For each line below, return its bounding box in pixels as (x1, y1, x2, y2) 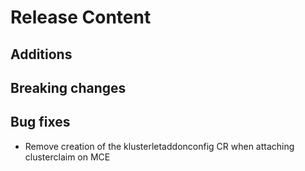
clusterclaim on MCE (24, 151, 111, 163)
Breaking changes (10, 79, 127, 96)
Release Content (10, 6, 152, 29)
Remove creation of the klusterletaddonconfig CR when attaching (24, 140, 295, 152)
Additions (10, 46, 73, 63)
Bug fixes (10, 114, 71, 131)
